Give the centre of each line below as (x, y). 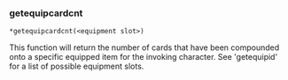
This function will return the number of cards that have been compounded (144, 47)
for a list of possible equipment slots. (77, 66)
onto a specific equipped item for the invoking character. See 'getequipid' (144, 57)
